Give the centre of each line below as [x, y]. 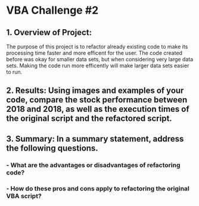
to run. [14, 72]
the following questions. [52, 148]
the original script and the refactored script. [89, 119]
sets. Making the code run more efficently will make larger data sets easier [98, 65]
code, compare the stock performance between [97, 100]
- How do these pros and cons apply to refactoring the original [98, 188]
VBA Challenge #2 [52, 10]
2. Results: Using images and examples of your [95, 91]
